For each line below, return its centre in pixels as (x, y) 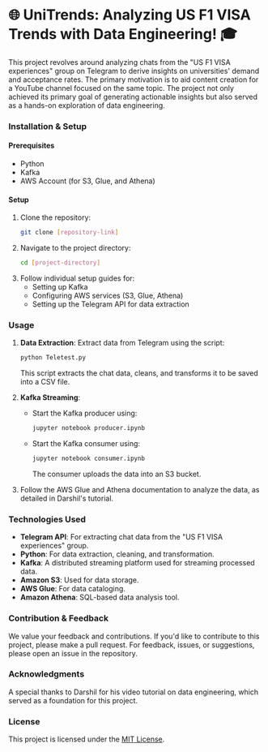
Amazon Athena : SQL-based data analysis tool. (100, 597)
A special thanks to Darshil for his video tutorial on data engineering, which (134, 692)
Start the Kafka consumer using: (86, 444)
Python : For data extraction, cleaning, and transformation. (117, 554)
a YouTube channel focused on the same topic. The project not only (121, 88)
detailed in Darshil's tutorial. (67, 498)
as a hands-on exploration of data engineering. (87, 105)
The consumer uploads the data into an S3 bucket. (117, 474)
